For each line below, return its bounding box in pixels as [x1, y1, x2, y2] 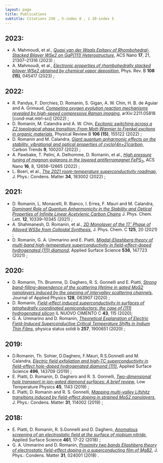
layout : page [5, 7, 32, 12]
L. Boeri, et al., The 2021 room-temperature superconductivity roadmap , [12, 168, 157, 174]
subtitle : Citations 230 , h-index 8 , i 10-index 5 [5, 16, 114, 21]
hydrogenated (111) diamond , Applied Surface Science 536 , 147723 [12, 247, 147, 253]
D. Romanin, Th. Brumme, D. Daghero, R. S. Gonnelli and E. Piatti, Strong [12, 279, 157, 285]
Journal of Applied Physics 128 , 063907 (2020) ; [12, 295, 110, 301]
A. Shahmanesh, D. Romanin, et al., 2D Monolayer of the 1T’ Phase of [12, 221, 151, 227]
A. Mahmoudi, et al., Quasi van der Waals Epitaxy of [12, 47, 117, 53]
